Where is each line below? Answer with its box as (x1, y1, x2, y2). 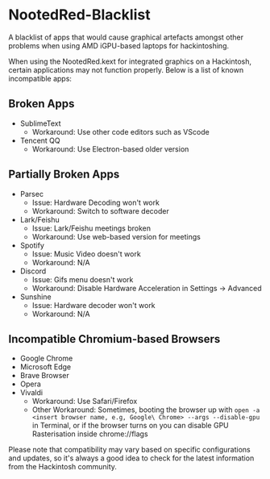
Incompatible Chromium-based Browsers (8, 332, 221, 346)
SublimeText (19, 119, 62, 128)
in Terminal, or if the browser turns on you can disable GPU (31, 421, 230, 431)
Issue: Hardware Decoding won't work (31, 198, 160, 207)
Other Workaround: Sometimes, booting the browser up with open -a (31, 405, 260, 414)
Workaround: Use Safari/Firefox (31, 397, 138, 406)
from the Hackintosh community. (8, 462, 117, 472)
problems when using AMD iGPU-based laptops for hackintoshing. (8, 40, 230, 50)
